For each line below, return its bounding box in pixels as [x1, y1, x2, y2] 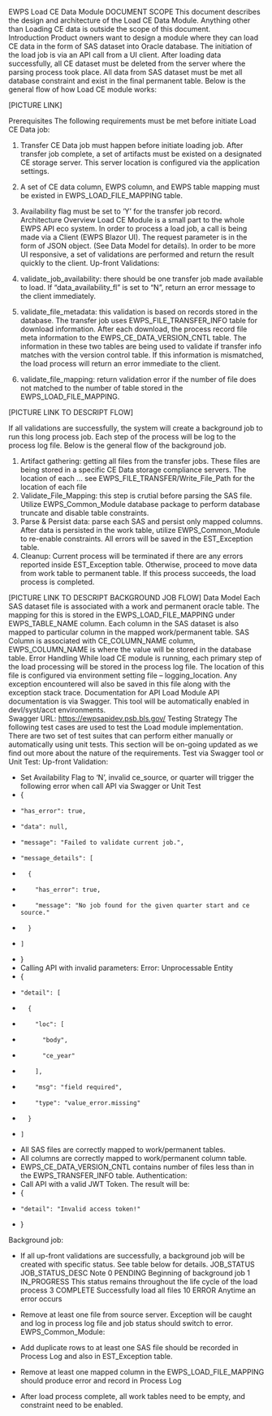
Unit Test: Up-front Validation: [8, 757, 109, 766]
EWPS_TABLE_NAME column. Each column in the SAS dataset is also [8, 619, 240, 628]
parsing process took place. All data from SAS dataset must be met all [8, 67, 243, 76]
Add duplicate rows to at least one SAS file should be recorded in [19, 1343, 239, 1352]
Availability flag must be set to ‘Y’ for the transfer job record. [19, 206, 222, 216]
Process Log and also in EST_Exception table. [19, 1352, 173, 1361]
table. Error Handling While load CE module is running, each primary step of [8, 653, 262, 663]
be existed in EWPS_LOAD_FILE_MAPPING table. [19, 191, 183, 200]
